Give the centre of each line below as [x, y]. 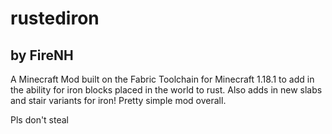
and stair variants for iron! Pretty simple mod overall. [118, 100]
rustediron [55, 18]
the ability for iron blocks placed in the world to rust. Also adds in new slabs [166, 90]
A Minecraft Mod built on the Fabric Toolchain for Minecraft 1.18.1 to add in [162, 79]
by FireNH [42, 55]
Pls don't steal [39, 120]
